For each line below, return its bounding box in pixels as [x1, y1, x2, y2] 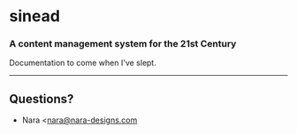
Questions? [9, 91, 74, 107]
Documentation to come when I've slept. [9, 57, 156, 68]
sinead [9, 6, 60, 26]
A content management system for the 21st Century [9, 38, 237, 50]
